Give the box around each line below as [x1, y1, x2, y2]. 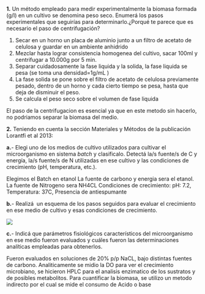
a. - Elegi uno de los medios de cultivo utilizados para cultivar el [6, 144, 166, 151]
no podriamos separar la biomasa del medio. [6, 113, 119, 121]
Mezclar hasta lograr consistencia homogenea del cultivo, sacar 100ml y [15, 50, 198, 57]
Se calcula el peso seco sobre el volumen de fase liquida [15, 95, 159, 102]
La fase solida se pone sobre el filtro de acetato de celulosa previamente [15, 76, 199, 83]
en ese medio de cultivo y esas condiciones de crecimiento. [6, 206, 158, 214]
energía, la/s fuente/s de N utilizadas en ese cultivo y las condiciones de [6, 157, 189, 164]
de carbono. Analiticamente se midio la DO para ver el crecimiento [6, 262, 174, 268]
